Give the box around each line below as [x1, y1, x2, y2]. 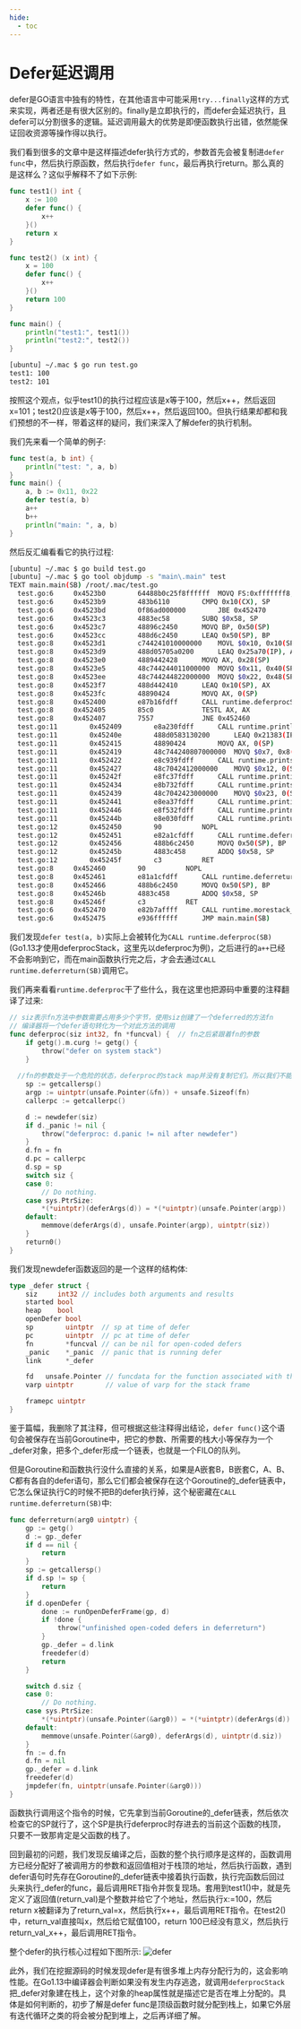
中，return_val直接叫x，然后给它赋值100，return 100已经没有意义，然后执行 [9, 1915, 289, 1927]
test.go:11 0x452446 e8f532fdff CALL [17, 806, 235, 815]
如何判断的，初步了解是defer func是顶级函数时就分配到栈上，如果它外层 [24, 1999, 291, 2009]
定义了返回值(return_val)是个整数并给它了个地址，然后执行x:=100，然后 [9, 1893, 272, 1904]
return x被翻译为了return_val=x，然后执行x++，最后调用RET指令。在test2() [9, 1904, 287, 1915]
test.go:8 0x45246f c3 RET [17, 897, 199, 906]
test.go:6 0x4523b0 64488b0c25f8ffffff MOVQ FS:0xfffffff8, [17, 589, 295, 599]
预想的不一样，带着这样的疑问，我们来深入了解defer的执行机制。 [16, 417, 257, 427]
